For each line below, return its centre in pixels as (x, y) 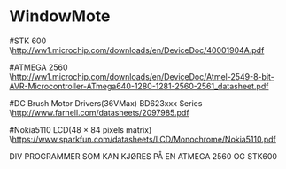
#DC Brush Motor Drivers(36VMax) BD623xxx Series (106, 103)
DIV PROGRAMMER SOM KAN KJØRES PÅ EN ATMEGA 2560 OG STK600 (143, 156)
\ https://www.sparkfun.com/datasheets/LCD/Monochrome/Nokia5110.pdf (143, 139)
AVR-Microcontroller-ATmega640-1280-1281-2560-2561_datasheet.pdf (139, 86)
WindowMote (60, 16)
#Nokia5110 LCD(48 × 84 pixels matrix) (81, 129)
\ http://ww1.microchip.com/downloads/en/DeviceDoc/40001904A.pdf (137, 50)
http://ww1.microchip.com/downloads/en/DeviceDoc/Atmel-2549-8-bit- (143, 76)
